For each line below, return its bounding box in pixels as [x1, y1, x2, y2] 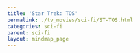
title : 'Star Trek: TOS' [7, 10, 78, 17]
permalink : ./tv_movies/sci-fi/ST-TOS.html [7, 17, 134, 23]
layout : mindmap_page [7, 36, 69, 43]
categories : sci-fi [7, 23, 63, 30]
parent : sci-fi [7, 29, 51, 36]
